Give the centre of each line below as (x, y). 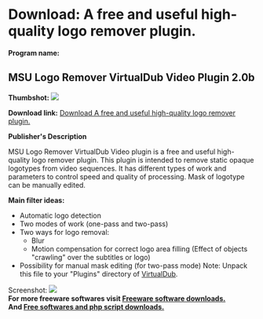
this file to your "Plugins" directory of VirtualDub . (99, 273)
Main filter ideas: (37, 200)
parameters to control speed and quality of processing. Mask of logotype (126, 176)
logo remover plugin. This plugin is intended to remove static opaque (143, 159)
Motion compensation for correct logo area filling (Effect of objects (139, 248)
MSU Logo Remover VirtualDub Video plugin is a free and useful (112, 152)
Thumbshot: (29, 97)
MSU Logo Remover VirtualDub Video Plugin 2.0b (131, 77)
